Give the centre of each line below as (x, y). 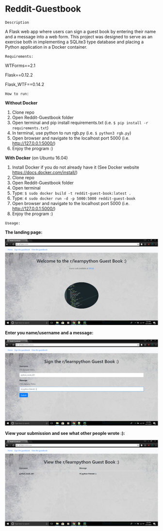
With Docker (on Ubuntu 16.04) (36, 158)
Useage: (13, 223)
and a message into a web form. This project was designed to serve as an (79, 36)
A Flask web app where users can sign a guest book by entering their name (81, 31)
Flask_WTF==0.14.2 (25, 84)
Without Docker (21, 103)
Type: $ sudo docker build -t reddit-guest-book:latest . (72, 193)
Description (17, 22)
